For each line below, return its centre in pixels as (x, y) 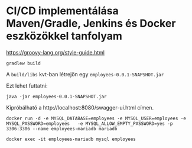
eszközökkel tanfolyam (64, 36)
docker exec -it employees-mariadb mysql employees (71, 139)
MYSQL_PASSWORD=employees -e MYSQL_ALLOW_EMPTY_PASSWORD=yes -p (90, 123)
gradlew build (24, 63)
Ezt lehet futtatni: (27, 86)
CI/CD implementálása (63, 11)
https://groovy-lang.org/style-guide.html (56, 52)
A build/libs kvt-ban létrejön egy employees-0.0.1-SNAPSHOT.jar (85, 74)
